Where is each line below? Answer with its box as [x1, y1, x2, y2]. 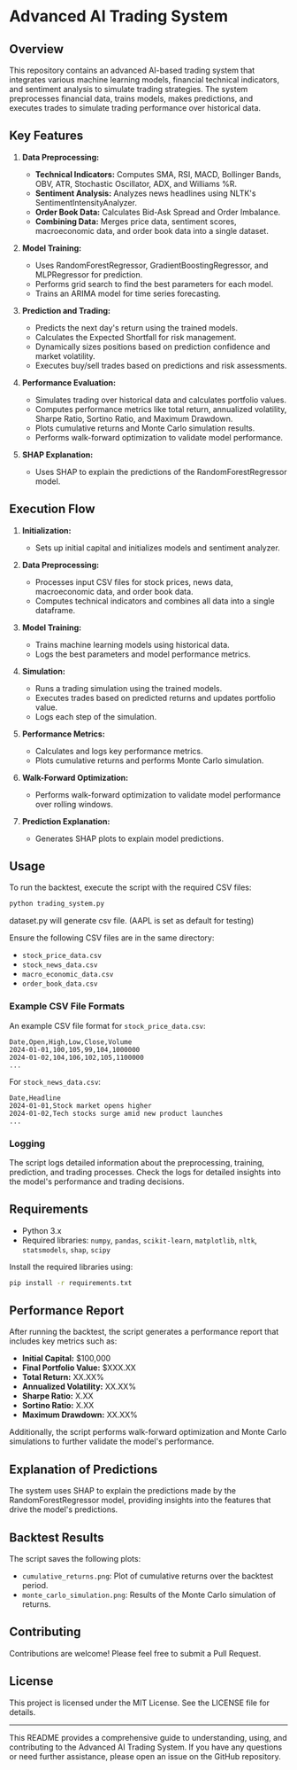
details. [9, 1706, 36, 1717]
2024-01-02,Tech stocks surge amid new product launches [9, 1109, 224, 1118]
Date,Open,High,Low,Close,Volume [9, 1037, 133, 1047]
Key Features [9, 129, 84, 144]
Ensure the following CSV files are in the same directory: [9, 932, 215, 943]
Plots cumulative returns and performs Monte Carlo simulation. [34, 755, 264, 766]
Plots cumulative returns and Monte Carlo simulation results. [34, 423, 255, 433]
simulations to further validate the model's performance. [9, 1436, 215, 1446]
